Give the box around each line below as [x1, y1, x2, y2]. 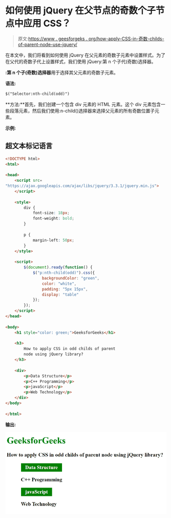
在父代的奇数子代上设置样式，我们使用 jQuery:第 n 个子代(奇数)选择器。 [5, 58, 156, 64]
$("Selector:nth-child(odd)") [5, 91, 70, 96]
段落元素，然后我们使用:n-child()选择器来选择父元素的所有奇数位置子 [9, 108, 155, 114]
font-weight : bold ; [32, 216, 74, 221]
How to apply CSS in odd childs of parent [24, 346, 116, 352]
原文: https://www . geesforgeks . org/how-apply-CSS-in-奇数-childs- [17, 36, 165, 42]
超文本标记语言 [5, 142, 53, 150]
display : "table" [41, 292, 79, 297]
